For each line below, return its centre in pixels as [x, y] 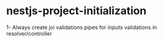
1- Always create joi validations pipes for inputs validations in [82, 27]
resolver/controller [29, 33]
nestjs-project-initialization [76, 11]
